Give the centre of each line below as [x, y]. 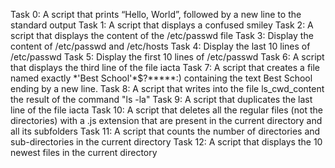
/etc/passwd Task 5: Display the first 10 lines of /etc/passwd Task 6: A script [167, 57]
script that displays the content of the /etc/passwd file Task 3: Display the [162, 35]
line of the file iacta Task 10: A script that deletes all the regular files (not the [166, 110]
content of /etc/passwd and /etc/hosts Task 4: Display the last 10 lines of [160, 46]
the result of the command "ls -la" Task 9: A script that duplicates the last [161, 99]
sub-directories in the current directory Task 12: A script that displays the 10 [166, 142]
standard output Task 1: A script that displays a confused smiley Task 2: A [162, 25]
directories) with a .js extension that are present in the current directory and [166, 120]
